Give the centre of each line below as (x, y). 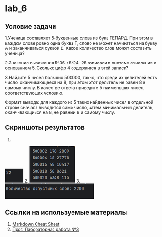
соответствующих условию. (34, 93)
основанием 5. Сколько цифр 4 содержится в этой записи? (67, 68)
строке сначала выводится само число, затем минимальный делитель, (80, 107)
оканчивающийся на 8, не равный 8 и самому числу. (60, 112)
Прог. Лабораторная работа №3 (45, 229)
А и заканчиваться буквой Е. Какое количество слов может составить (78, 48)
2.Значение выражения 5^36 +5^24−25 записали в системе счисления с (81, 63)
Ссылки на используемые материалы (66, 213)
